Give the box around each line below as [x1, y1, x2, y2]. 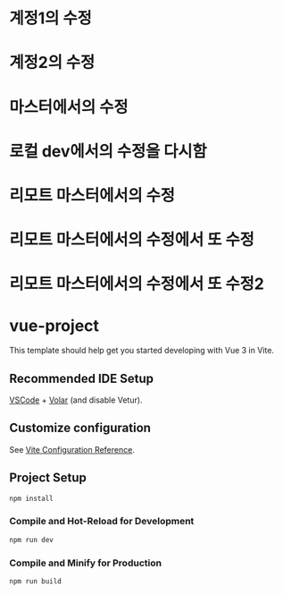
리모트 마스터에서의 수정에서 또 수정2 [9, 274, 265, 294]
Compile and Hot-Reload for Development [9, 515, 195, 528]
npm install [9, 494, 54, 503]
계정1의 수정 [9, 8, 92, 29]
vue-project [9, 315, 100, 336]
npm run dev [9, 535, 54, 544]
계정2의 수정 [9, 53, 96, 72]
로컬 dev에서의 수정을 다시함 [9, 140, 207, 161]
